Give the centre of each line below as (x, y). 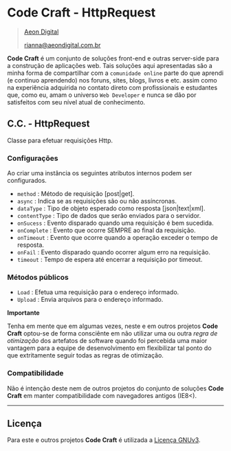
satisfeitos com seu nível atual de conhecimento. (76, 102)
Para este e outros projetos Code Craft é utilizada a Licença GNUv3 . (104, 440)
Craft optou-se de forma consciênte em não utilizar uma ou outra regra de (112, 333)
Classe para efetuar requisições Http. (60, 140)
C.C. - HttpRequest (49, 124)
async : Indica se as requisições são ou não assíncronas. (97, 201)
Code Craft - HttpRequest (81, 13)
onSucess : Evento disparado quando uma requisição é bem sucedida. (115, 223)
